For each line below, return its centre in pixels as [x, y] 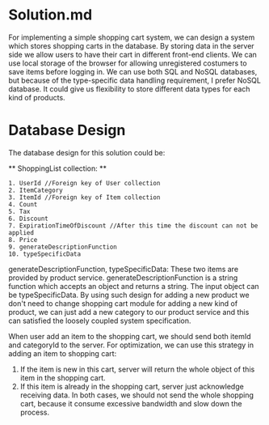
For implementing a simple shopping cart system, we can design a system [132, 37]
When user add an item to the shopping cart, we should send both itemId [130, 336]
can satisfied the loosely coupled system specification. [100, 321]
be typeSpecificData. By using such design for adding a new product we [129, 295]
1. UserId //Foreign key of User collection [84, 183]
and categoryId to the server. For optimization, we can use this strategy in [131, 345]
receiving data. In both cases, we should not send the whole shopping [137, 395]
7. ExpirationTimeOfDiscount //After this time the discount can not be [133, 225]
